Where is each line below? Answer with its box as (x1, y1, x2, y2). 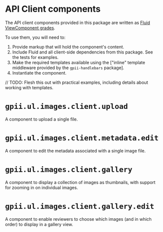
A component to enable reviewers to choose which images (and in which (5, 216, 152, 222)
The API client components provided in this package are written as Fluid (5, 20, 150, 26)
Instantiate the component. (12, 70, 67, 76)
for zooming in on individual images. (5, 184, 78, 190)
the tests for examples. (12, 54, 59, 60)
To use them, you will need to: (5, 34, 66, 40)
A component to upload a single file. (5, 116, 78, 122)
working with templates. (5, 84, 54, 90)
